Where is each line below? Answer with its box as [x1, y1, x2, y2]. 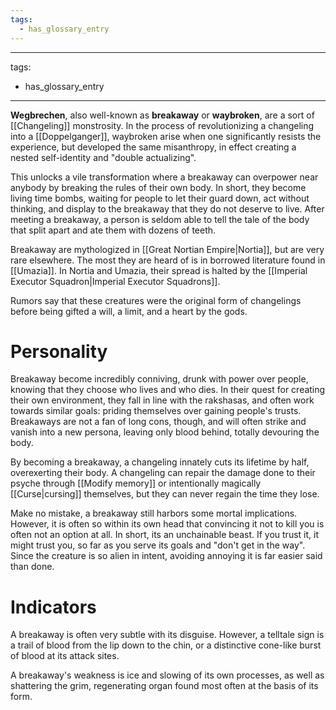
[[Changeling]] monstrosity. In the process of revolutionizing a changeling [10, 119, 315, 131]
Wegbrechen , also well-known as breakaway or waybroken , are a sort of [10, 109, 315, 121]
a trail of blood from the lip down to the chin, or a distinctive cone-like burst [10, 639, 322, 651]
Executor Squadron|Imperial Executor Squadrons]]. [10, 275, 221, 287]
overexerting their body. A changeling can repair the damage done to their [10, 467, 316, 479]
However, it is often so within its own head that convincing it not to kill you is [10, 518, 325, 530]
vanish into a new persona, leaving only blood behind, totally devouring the [10, 426, 320, 438]
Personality [10, 340, 108, 363]
